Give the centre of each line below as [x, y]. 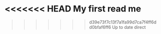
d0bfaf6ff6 [100, 27]
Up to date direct [129, 27]
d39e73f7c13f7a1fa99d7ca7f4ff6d [123, 22]
